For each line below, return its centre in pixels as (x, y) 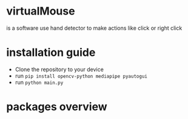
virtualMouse (41, 11)
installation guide (51, 53)
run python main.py (39, 82)
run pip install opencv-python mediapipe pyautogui (81, 76)
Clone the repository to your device (59, 69)
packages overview (57, 107)
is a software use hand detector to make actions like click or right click (94, 28)
